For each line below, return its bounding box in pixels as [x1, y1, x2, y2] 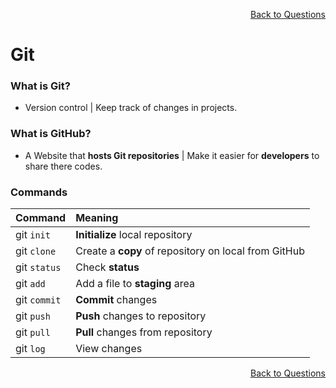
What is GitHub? [10, 127, 92, 141]
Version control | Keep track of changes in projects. [24, 102, 238, 114]
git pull [15, 325, 51, 339]
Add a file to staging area [75, 277, 195, 291]
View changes [75, 342, 143, 356]
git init [15, 228, 51, 242]
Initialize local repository [75, 228, 193, 242]
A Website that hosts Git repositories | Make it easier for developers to [24, 149, 320, 161]
